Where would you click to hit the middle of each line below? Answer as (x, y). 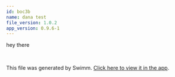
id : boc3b (18, 12)
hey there (18, 45)
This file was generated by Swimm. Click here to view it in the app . (88, 68)
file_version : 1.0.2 (32, 23)
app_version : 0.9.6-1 (33, 28)
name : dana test (26, 17)
